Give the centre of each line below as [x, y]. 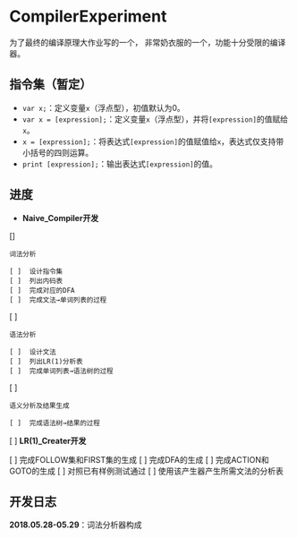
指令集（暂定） [51, 85]
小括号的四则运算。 [58, 152]
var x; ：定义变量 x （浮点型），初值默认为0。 [103, 107]
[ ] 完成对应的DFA [42, 290]
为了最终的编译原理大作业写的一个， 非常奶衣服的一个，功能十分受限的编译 [148, 42]
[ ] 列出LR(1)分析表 [46, 361]
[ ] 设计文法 [33, 352]
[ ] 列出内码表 [36, 281]
